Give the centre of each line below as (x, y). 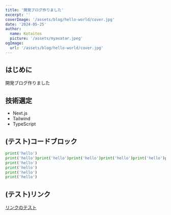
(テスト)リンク (28, 194)
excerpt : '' (18, 15)
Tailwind (21, 119)
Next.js (20, 113)
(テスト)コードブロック (41, 141)
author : (13, 29)
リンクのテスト (21, 207)
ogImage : (15, 43)
